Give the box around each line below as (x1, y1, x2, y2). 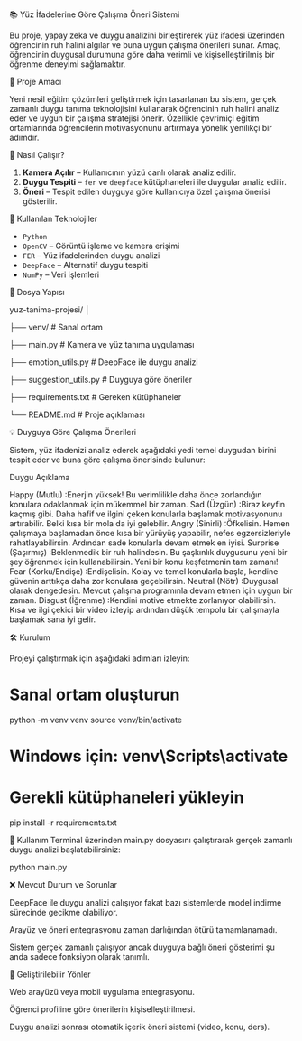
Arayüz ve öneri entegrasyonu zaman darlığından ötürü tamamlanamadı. (9, 925, 278, 935)
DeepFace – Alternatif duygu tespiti (22, 260, 149, 270)
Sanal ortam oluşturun (9, 684, 180, 705)
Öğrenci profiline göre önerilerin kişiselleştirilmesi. (9, 1004, 196, 1015)
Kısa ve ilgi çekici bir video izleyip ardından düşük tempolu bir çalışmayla (9, 605, 279, 615)
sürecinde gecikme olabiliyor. (9, 907, 119, 918)
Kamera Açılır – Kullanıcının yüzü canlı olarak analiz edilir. (22, 167, 237, 178)
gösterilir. (22, 196, 58, 207)
